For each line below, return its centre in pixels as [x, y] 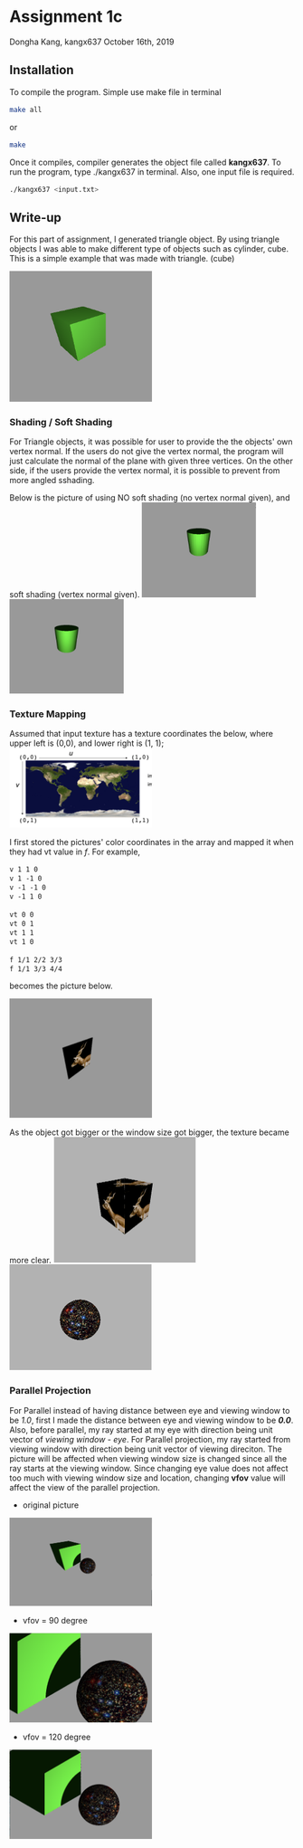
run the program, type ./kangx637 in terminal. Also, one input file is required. [152, 171]
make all [26, 110]
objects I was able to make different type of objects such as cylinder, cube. [149, 249]
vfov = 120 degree [57, 1737]
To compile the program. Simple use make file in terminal [115, 91]
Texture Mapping [48, 714]
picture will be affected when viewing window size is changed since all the [148, 1458]
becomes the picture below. [61, 986]
